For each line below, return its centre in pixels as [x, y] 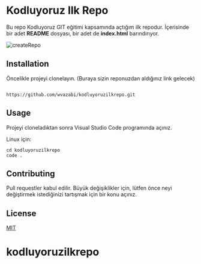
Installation [28, 64]
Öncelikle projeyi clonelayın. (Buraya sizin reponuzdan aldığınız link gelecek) [100, 78]
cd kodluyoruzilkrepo [33, 150]
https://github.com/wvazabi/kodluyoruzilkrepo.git [71, 94]
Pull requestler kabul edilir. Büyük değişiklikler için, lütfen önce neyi [89, 188]
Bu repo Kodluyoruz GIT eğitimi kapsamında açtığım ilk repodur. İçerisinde [98, 27]
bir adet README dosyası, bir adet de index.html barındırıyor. [83, 33]
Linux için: [19, 139]
